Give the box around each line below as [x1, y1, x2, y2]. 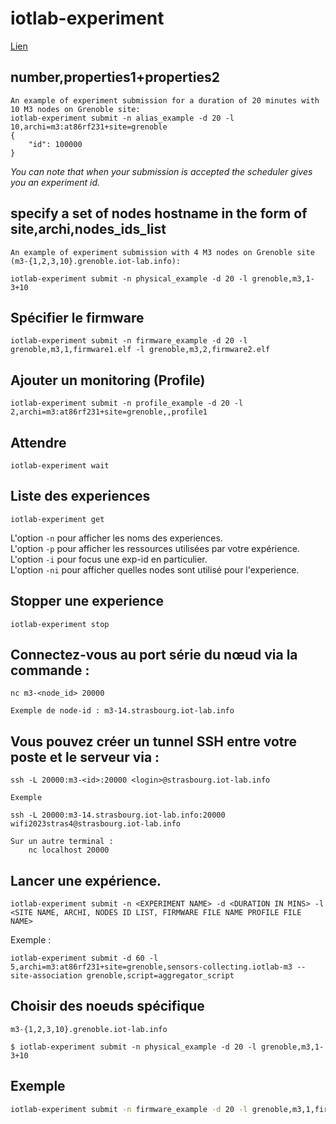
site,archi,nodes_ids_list [10, 221, 167, 238]
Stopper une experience [10, 593, 165, 610]
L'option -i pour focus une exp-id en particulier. [10, 553, 208, 565]
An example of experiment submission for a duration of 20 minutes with [10, 95, 320, 106]
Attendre [10, 434, 67, 451]
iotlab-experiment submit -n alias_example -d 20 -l [10, 113, 235, 123]
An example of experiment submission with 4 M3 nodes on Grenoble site [10, 247, 315, 257]
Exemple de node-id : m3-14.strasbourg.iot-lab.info [10, 706, 235, 716]
